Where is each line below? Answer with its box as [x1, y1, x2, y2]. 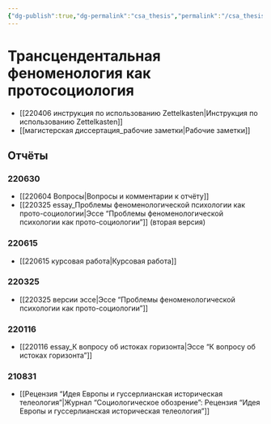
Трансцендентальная [7, 46, 161, 65]
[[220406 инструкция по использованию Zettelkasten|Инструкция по [19, 108, 258, 118]
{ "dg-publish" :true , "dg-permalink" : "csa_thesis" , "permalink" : [7, 11, 222, 20]
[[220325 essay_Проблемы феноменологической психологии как [19, 200, 246, 210]
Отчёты [7, 148, 49, 162]
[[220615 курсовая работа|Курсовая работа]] [19, 256, 177, 266]
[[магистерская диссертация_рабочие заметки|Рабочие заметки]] [19, 125, 251, 135]
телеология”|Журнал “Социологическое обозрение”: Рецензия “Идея [19, 398, 260, 408]
